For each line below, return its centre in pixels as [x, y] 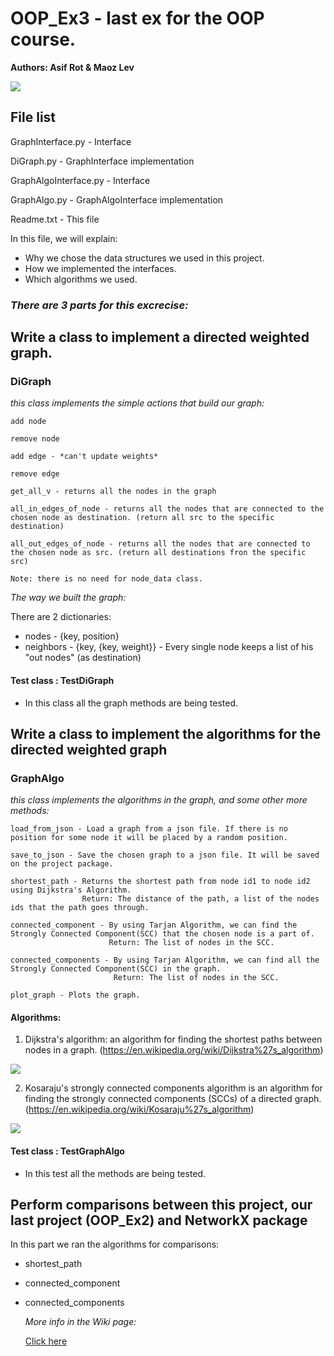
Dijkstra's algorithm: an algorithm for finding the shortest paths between [173, 1039]
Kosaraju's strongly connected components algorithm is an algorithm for [173, 1088]
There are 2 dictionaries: [61, 617]
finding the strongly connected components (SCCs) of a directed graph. [173, 1099]
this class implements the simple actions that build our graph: [137, 403]
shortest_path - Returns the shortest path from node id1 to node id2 [160, 882]
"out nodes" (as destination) [83, 658]
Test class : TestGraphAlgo [67, 1151]
